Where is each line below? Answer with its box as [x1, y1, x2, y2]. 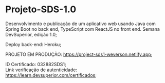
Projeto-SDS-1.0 [5, 4, 77, 15]
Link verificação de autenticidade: [5, 67, 77, 73]
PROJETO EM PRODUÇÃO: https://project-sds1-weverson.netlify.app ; [5, 51, 153, 57]
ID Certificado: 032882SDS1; [5, 61, 67, 67]
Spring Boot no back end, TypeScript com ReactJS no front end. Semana [5, 26, 160, 32]
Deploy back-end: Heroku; [5, 41, 62, 47]
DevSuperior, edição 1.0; [5, 31, 58, 37]
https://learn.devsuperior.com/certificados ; [5, 72, 97, 78]
